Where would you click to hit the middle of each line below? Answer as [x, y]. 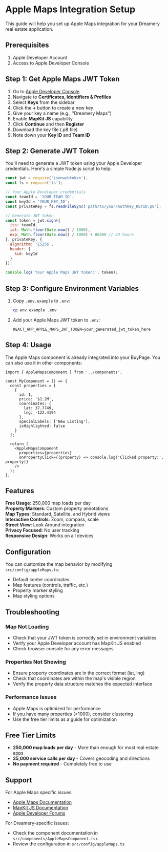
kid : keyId [26, 254]
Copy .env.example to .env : [41, 301]
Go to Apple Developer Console [46, 91]
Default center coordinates [41, 580]
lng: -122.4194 [40, 412]
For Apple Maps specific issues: [39, 793]
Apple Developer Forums [39, 813]
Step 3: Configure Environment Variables [72, 289]
